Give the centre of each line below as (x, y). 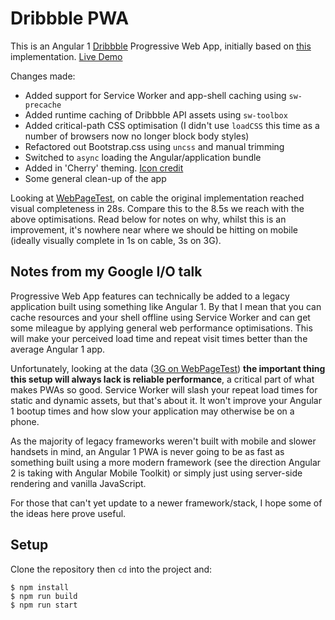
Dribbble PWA (70, 18)
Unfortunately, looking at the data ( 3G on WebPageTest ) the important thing (168, 368)
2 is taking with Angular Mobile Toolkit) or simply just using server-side (156, 473)
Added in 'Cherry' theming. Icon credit (104, 168)
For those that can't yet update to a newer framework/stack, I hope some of (166, 503)
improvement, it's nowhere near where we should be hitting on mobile (154, 229)
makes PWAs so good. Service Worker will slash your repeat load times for (164, 389)
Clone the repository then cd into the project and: (111, 569)
